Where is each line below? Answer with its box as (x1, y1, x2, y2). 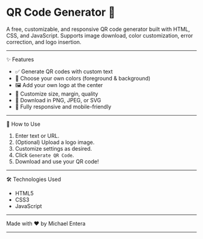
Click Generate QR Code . (14, 151, 74, 159)
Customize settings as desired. (14, 145, 92, 152)
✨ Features (6, 56, 34, 63)
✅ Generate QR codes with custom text (14, 68, 113, 75)
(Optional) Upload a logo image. (14, 139, 95, 146)
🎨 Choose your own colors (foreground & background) (14, 74, 151, 82)
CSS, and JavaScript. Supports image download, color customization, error (6, 31, 193, 39)
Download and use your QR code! (14, 157, 99, 165)
